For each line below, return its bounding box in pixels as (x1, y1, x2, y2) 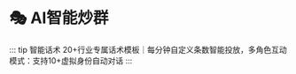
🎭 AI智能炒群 (9, 8, 109, 28)
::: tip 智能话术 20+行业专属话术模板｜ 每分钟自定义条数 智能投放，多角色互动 (9, 44, 288, 55)
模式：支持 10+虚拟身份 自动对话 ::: (9, 55, 133, 66)
